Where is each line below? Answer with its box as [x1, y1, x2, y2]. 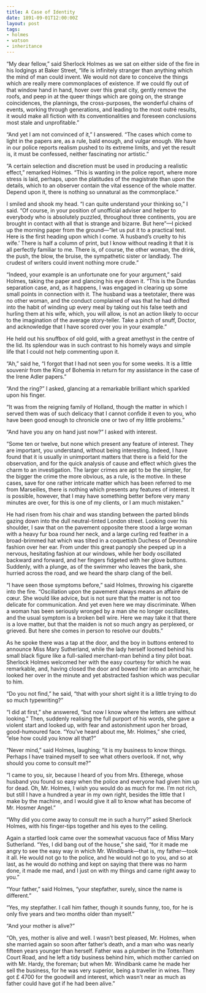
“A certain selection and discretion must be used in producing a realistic [6, 162, 188, 169]
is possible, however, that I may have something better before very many [6, 492, 190, 499]
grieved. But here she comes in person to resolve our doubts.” [6, 627, 164, 634]
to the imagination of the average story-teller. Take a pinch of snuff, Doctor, [6, 316, 196, 324]
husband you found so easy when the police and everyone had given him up [6, 777, 200, 785]
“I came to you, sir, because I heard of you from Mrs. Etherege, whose [6, 771, 184, 779]
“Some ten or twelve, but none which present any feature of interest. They [6, 440, 194, 447]
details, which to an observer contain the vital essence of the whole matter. [6, 182, 196, 189]
